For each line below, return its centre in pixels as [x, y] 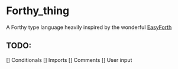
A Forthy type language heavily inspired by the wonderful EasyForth [89, 27]
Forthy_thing [38, 11]
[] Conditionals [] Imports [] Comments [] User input [69, 60]
